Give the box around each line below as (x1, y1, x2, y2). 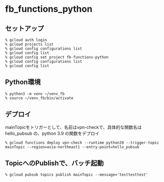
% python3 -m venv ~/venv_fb (5, 91, 65, 96)
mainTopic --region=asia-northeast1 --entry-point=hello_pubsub (5, 144, 139, 150)
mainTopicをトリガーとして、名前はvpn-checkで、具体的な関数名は (5, 124, 142, 130)
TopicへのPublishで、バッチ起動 (5, 159, 104, 168)
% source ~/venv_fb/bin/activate (5, 95, 74, 100)
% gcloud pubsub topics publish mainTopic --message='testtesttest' (5, 172, 148, 178)
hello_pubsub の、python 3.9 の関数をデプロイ (5, 130, 100, 136)
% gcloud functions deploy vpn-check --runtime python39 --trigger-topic (5, 140, 160, 145)
